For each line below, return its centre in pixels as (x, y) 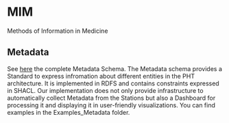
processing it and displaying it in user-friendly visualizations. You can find (111, 105)
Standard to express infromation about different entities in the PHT (101, 76)
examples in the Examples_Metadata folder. (69, 112)
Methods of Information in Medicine (58, 31)
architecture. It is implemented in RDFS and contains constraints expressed (113, 83)
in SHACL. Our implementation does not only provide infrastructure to (105, 90)
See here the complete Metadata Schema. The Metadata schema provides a (115, 68)
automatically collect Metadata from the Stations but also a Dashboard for (111, 98)
